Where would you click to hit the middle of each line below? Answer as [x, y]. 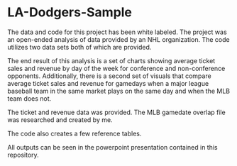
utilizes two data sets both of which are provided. [79, 47]
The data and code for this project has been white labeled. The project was [117, 32]
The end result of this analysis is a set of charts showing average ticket [111, 60]
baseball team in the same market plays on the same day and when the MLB [119, 91]
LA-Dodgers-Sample [70, 12]
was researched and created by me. [60, 120]
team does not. [29, 98]
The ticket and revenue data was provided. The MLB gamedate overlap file [116, 112]
